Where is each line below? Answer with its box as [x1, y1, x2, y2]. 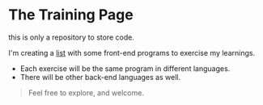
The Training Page [8, 6, 134, 24]
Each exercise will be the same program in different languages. [19, 63, 231, 73]
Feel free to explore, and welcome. [28, 87, 144, 98]
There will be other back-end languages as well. [19, 72, 180, 82]
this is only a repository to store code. [8, 32, 135, 42]
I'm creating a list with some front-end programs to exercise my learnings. [8, 48, 256, 57]
